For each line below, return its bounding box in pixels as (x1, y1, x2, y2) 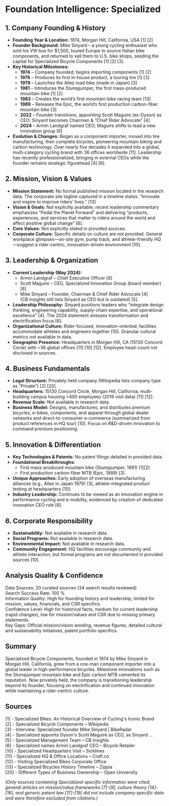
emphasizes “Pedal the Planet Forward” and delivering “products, (12, 209, 148, 215)
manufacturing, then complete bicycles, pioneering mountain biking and (12, 139, 162, 145)
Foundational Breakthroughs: (12, 459, 75, 465)
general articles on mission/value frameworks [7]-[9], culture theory (5, 784, 147, 790)
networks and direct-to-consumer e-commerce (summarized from (12, 415, 150, 421)
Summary (5, 642, 37, 651)
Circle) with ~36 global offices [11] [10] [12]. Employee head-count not (12, 344, 157, 351)
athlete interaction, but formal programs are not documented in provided (12, 552, 163, 558)
